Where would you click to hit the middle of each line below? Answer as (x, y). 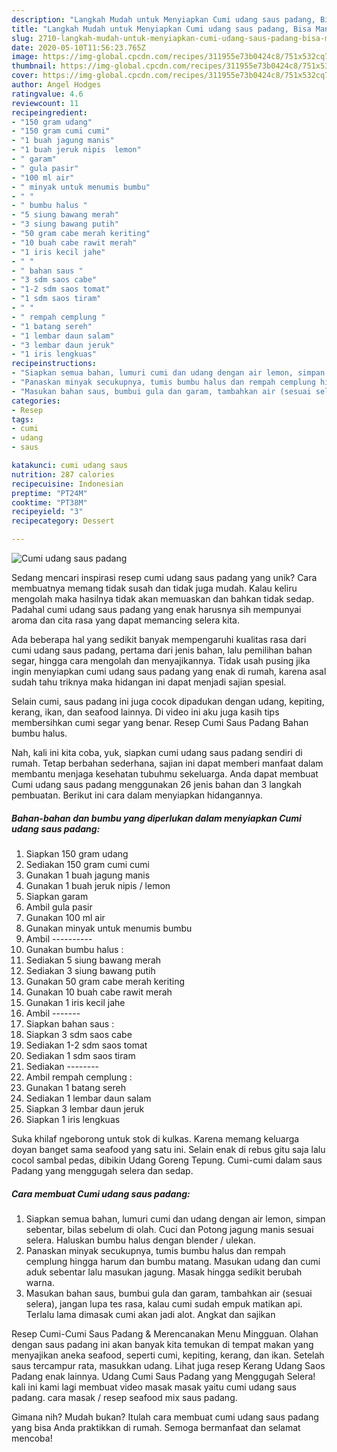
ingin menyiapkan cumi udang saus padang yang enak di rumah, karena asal (169, 671)
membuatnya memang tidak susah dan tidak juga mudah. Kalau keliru (154, 588)
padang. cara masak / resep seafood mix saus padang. (124, 1397)
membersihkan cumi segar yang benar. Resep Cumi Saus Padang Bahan (160, 722)
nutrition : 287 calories (63, 474)
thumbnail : (34, 66)
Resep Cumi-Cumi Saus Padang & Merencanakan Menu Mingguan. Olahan (165, 1333)
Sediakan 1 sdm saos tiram (80, 1055)
